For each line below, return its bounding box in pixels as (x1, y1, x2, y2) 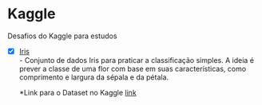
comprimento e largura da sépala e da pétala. (18, 72, 169, 82)
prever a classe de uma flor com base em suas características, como (18, 64, 247, 73)
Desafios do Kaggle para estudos (7, 31, 117, 41)
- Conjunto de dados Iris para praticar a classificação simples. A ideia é (18, 56, 255, 64)
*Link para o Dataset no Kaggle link (18, 88, 137, 97)
